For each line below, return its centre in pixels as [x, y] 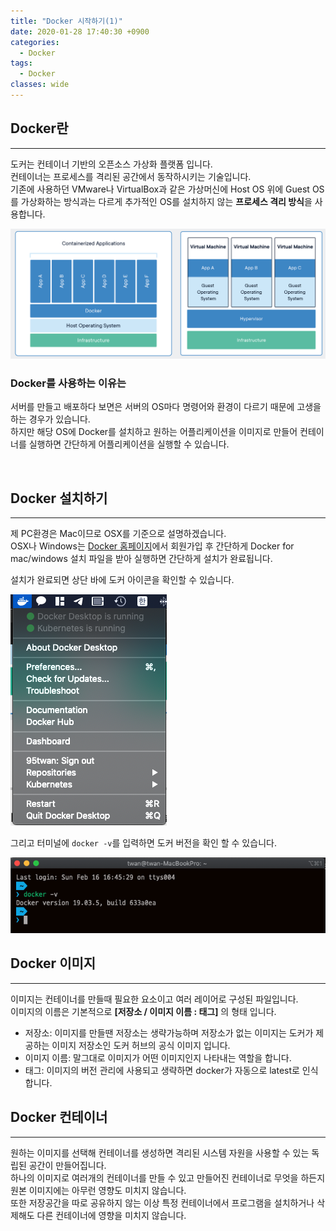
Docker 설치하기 [59, 498]
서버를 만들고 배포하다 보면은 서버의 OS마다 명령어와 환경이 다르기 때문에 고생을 [166, 407]
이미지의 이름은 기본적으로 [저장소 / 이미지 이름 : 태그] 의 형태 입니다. [143, 1011]
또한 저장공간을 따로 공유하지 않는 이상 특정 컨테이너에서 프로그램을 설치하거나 [162, 1202]
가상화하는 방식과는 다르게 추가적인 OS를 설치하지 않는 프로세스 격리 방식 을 [166, 201]
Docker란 [39, 128]
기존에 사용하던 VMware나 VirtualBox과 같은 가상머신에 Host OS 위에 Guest [160, 189]
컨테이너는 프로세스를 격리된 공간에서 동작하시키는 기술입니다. [131, 176]
